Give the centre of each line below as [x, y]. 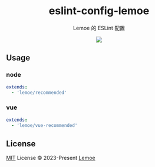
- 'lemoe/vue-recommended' [44, 125]
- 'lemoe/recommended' [39, 93]
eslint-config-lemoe [99, 11]
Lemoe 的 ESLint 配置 [99, 28]
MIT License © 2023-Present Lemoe [51, 158]
